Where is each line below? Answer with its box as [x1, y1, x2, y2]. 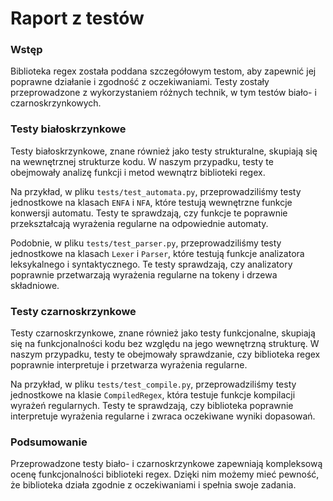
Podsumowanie [10, 435, 88, 449]
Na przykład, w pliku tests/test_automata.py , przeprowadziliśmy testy [10, 185, 302, 197]
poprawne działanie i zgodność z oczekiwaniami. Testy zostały [10, 76, 270, 88]
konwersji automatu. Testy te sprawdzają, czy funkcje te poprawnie [10, 207, 288, 219]
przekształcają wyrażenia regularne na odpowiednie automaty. [10, 217, 269, 229]
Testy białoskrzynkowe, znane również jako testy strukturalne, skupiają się [10, 145, 318, 157]
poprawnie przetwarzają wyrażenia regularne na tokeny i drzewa [10, 268, 278, 281]
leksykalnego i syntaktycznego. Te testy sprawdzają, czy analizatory [10, 258, 293, 270]
